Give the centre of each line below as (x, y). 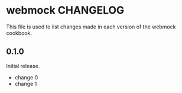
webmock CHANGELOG (65, 10)
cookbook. (19, 33)
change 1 (26, 84)
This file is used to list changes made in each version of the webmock (91, 27)
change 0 (26, 77)
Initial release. (23, 66)
